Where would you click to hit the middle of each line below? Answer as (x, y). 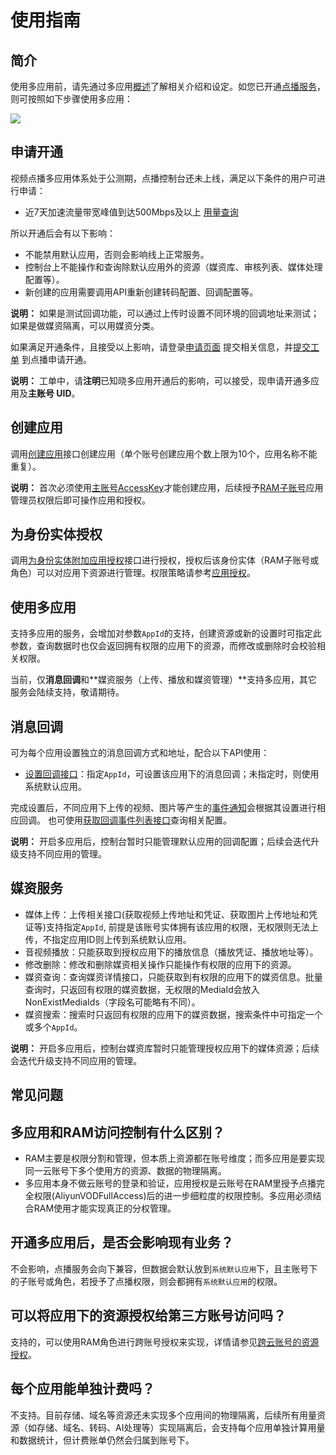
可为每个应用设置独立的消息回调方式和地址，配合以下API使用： (140, 753)
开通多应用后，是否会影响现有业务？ (122, 1242)
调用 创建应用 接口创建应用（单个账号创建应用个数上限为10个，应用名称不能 (164, 453)
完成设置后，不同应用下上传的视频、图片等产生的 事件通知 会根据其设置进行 (163, 808)
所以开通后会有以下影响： (63, 233)
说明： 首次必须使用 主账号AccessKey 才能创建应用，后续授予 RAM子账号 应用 (167, 487)
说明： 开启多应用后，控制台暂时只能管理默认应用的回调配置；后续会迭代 (160, 842)
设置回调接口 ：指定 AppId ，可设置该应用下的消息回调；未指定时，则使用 (172, 774)
